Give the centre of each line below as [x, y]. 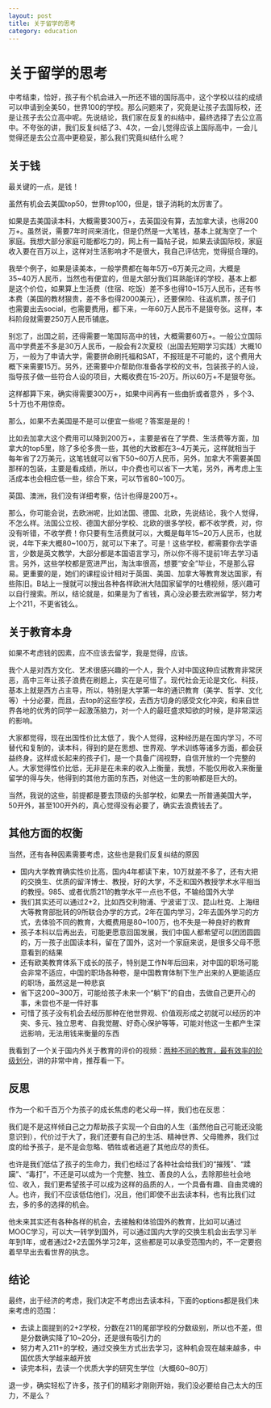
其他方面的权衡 [46, 833]
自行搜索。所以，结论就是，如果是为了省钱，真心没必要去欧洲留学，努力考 [139, 594]
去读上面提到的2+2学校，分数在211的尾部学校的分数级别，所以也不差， [138, 1328]
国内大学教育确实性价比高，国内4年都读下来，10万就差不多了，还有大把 [139, 871]
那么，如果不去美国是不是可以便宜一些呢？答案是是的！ [100, 421]
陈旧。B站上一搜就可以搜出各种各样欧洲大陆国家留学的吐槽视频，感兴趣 [134, 584]
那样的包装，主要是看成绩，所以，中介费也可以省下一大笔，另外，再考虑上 [132, 469]
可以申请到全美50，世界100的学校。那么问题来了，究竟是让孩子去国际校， [132, 107]
